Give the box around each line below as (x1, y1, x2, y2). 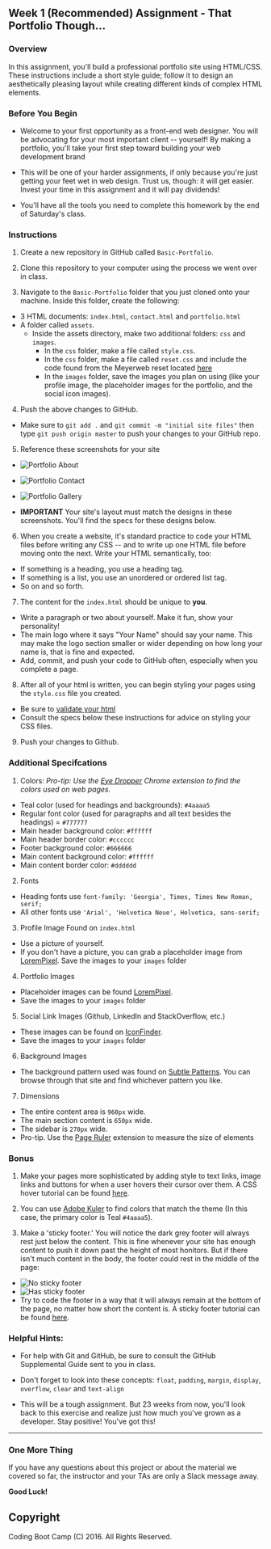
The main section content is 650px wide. (19, 1115, 153, 1125)
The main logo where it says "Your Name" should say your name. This (19, 630, 252, 639)
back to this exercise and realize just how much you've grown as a (19, 1408, 241, 1418)
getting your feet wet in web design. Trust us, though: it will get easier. (19, 175, 254, 185)
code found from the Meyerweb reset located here (44, 363, 212, 373)
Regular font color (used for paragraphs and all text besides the (19, 808, 231, 818)
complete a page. (19, 665, 79, 674)
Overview (8, 44, 48, 55)
